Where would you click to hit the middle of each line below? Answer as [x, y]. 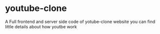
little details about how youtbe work [41, 26]
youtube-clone [36, 8]
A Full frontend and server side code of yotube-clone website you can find [80, 22]
